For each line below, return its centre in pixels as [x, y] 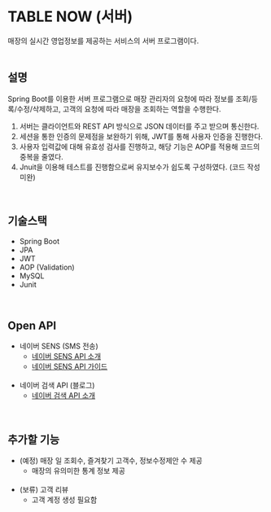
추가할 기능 [34, 439]
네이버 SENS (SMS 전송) [59, 346]
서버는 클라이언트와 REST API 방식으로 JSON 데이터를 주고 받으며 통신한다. [139, 126]
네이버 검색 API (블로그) [57, 385]
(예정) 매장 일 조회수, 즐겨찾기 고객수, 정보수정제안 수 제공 [111, 461]
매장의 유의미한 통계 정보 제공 [78, 471]
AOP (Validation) [47, 267]
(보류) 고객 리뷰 [44, 490]
